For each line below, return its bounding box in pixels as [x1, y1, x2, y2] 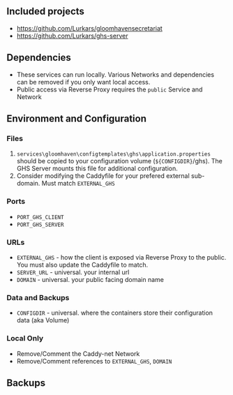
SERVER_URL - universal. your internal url [16, 268, 130, 276]
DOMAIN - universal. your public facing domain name [16, 275, 165, 283]
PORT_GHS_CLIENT [16, 214, 64, 221]
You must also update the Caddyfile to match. [16, 260, 149, 269]
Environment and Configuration [6, 113, 147, 125]
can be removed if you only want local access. [16, 77, 151, 86]
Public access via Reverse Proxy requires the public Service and [16, 85, 203, 94]
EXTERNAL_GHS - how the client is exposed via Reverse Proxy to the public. [16, 253, 227, 261]
